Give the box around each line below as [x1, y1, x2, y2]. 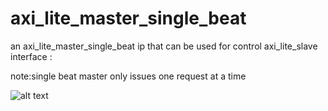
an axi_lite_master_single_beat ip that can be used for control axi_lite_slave [10, 40, 318, 52]
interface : [10, 50, 53, 62]
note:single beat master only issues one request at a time [10, 70, 247, 82]
